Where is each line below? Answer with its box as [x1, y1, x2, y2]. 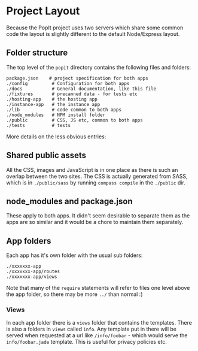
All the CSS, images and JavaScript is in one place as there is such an [6, 166, 178, 173]
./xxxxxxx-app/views [6, 274, 58, 280]
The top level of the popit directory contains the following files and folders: [6, 63, 191, 71]
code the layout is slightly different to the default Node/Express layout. [6, 30, 180, 37]
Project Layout [6, 4, 80, 18]
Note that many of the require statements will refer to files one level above [6, 285, 190, 292]
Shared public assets [6, 150, 87, 161]
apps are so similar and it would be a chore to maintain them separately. [6, 219, 184, 226]
